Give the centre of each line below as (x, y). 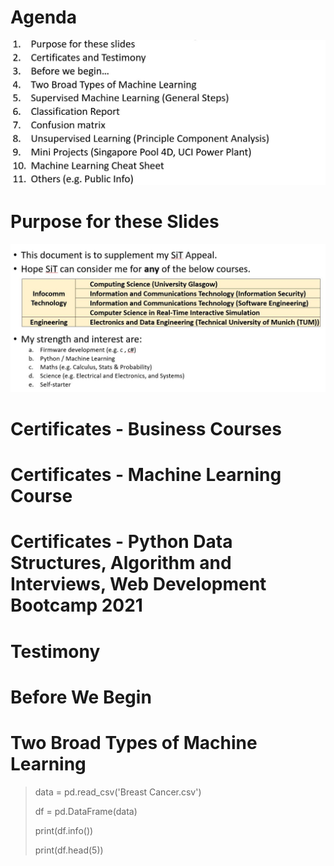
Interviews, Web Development (138, 584)
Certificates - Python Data (121, 542)
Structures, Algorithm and (121, 563)
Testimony (55, 651)
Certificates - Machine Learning (146, 475)
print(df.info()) (64, 830)
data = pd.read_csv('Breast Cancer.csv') (118, 792)
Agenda (43, 17)
